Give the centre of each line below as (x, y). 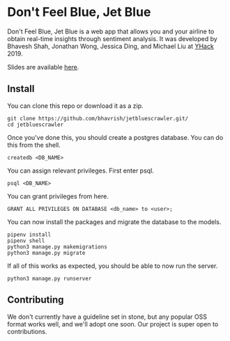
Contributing (36, 300)
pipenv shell (26, 241)
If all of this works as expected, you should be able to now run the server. (113, 266)
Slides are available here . (43, 67)
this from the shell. (34, 145)
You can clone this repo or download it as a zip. (76, 106)
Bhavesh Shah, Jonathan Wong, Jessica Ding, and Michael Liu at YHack (110, 46)
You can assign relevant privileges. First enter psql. (81, 170)
